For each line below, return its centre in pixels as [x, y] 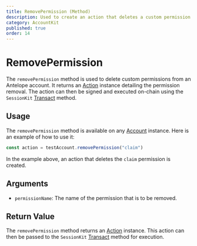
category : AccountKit [33, 22]
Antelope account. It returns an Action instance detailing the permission [93, 86]
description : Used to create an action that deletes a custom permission [98, 17]
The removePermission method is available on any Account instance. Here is [98, 130]
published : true [26, 28]
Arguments [27, 184]
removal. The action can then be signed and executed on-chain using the [95, 91]
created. [16, 165]
